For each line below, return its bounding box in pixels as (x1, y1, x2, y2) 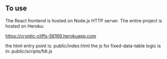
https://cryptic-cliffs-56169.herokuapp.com (5, 33, 97, 39)
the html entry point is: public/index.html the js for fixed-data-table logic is (5, 43, 161, 49)
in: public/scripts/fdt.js (5, 48, 52, 54)
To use (5, 4, 27, 13)
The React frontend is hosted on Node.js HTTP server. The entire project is (5, 17, 162, 23)
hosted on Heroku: (5, 23, 44, 29)
